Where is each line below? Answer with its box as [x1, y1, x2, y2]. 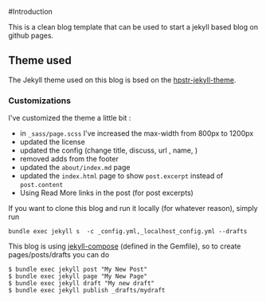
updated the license [19, 137, 85, 147]
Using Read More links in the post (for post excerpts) [19, 188, 194, 198]
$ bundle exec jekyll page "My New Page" [8, 272, 148, 280]
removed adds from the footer [19, 154, 119, 164]
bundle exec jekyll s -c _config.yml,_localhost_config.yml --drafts [8, 228, 248, 236]
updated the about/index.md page [19, 163, 131, 173]
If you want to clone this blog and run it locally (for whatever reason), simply [8, 204, 258, 213]
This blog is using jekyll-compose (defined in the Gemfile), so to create [8, 241, 241, 251]
